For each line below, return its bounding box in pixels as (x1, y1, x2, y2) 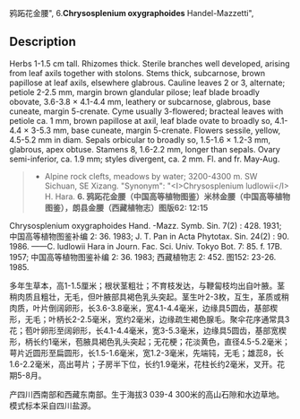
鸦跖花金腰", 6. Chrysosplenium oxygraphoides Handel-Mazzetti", (9, 8, 254, 18)
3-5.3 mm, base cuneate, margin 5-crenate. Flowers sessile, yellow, (30, 125, 281, 135)
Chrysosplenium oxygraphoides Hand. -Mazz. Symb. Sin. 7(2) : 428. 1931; (9, 220, 282, 231)
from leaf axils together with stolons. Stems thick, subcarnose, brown (9, 67, 266, 78)
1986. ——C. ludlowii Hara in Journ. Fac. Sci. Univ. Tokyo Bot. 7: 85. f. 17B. (9, 240, 283, 251)
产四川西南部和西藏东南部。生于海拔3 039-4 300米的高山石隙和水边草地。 (9, 388, 285, 399)
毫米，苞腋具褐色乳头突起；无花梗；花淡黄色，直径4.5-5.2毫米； (51, 336, 291, 347)
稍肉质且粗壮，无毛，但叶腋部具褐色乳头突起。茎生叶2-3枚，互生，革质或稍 (9, 291, 289, 302)
